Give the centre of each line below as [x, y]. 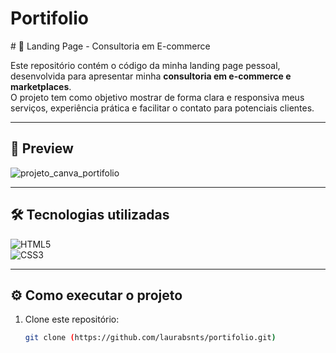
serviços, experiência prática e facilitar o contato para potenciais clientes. [162, 108]
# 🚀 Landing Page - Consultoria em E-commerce [110, 46]
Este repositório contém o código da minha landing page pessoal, [145, 65]
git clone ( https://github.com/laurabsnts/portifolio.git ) [150, 338]
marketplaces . [41, 86]
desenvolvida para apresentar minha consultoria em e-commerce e [151, 76]
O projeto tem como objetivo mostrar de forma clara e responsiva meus [157, 97]
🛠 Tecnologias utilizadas [90, 215]
